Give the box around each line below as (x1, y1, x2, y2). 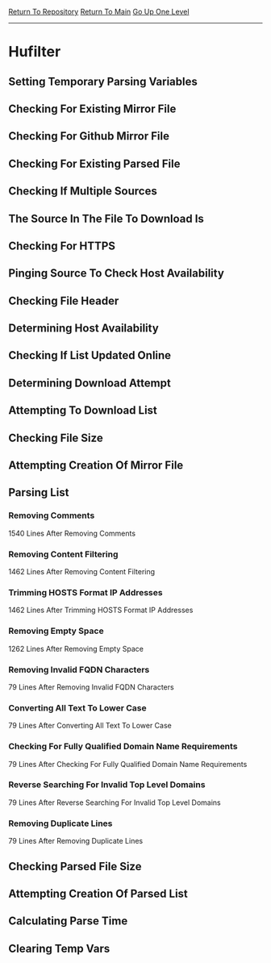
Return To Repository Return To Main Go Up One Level (8, 7, 190, 16)
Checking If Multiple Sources (8, 185, 157, 198)
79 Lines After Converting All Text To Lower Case (8, 721, 172, 731)
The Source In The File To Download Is (8, 211, 204, 225)
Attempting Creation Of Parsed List (8, 886, 188, 900)
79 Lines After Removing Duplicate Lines (8, 836, 144, 846)
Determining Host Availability (8, 322, 159, 336)
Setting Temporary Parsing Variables (8, 74, 198, 88)
